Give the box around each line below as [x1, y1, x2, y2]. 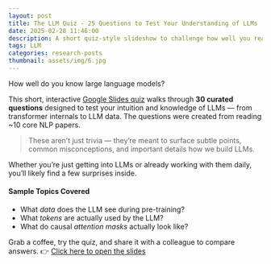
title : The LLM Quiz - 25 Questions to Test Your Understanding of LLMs [8, 19, 258, 27]
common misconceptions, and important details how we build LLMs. [27, 144, 256, 154]
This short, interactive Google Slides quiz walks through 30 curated [8, 94, 234, 104]
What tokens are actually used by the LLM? [19, 213, 164, 223]
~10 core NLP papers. [8, 120, 81, 130]
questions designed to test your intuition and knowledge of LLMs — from [8, 102, 252, 113]
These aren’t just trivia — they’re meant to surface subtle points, [27, 135, 242, 145]
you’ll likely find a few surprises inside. [8, 168, 137, 178]
